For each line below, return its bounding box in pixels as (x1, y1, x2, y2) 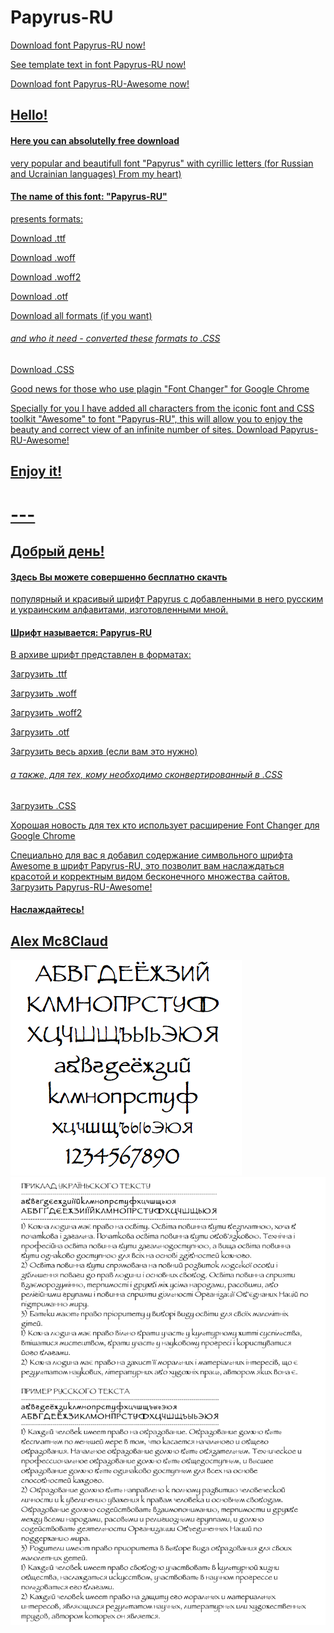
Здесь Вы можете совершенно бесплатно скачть (10, 571, 228, 583)
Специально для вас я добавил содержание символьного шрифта (10, 849, 293, 861)
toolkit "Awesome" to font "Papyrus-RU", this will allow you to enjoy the (10, 412, 303, 425)
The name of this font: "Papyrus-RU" (10, 191, 168, 203)
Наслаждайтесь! (10, 904, 85, 916)
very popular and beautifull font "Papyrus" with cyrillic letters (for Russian (10, 157, 314, 169)
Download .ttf (10, 232, 67, 244)
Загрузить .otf (10, 726, 70, 738)
